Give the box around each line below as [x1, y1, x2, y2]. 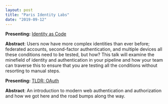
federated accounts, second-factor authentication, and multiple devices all [5, 46, 162, 53]
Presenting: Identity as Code [5, 31, 66, 37]
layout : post [5, 7, 33, 13]
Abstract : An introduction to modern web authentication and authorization [5, 88, 162, 94]
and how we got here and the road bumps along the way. [5, 93, 126, 99]
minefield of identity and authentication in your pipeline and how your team [5, 57, 163, 63]
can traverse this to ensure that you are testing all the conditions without [5, 62, 158, 69]
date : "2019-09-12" [5, 17, 47, 22]
